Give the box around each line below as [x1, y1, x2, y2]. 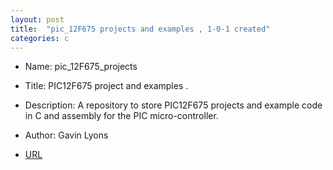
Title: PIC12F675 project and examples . [24, 80, 189, 92]
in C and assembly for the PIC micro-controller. [24, 110, 219, 122]
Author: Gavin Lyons [24, 129, 109, 141]
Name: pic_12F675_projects [24, 61, 138, 73]
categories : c [10, 33, 70, 43]
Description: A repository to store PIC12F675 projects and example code [24, 99, 323, 111]
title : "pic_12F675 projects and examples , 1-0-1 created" [10, 24, 271, 34]
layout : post [10, 14, 65, 25]
